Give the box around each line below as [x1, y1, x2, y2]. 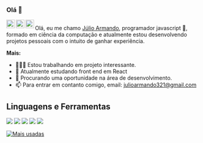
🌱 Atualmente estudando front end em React [15, 68, 127, 75]
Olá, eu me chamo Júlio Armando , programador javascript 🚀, [35, 25, 188, 32]
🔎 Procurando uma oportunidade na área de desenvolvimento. [15, 74, 172, 82]
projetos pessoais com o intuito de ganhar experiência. [6, 37, 145, 45]
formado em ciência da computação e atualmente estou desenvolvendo [6, 31, 188, 39]
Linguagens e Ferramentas [6, 101, 111, 112]
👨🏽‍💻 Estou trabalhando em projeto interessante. [15, 61, 136, 69]
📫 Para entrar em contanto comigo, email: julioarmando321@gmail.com [15, 81, 197, 88]
